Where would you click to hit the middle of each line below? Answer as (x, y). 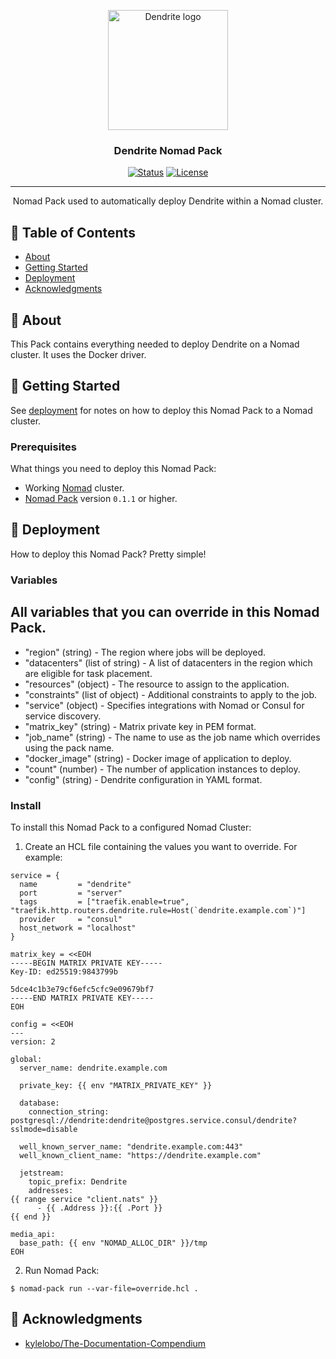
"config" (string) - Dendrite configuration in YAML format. (143, 779)
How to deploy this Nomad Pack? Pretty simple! (108, 554)
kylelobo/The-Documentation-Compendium (115, 1343)
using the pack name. (69, 747)
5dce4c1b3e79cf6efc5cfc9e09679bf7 (82, 989)
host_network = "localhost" (78, 928)
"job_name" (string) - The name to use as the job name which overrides (172, 737)
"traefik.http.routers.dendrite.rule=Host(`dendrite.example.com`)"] (158, 910)
